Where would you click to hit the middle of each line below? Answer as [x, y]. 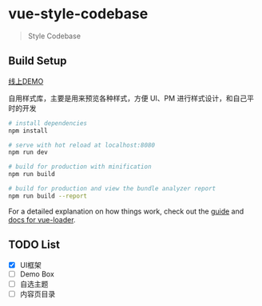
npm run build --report [48, 196]
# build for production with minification [80, 167]
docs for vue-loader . [42, 219]
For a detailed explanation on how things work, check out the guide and [126, 211]
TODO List [34, 245]
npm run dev [28, 152]
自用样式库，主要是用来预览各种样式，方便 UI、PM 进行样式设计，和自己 [128, 98]
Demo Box [37, 274]
